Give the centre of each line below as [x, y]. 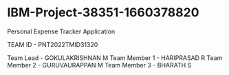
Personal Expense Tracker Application [61, 31]
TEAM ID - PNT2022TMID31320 [53, 44]
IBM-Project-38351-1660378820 [103, 13]
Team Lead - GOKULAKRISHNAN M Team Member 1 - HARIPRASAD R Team [115, 58]
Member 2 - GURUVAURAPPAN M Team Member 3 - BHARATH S [99, 65]
